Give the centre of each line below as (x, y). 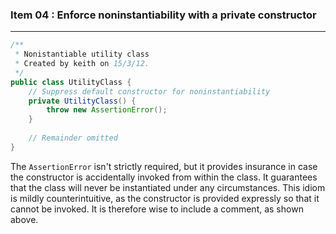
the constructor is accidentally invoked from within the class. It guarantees (164, 177)
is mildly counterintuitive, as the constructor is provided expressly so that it (165, 198)
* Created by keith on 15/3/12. (82, 64)
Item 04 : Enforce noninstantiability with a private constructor (163, 15)
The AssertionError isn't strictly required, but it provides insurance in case (164, 166)
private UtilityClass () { (82, 101)
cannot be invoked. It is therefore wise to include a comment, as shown (157, 209)
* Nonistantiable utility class (82, 54)
